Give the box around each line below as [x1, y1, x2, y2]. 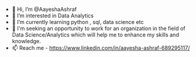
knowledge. [11, 38, 41, 44]
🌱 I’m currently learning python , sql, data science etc [11, 19, 144, 25]
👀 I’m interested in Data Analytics [11, 12, 94, 19]
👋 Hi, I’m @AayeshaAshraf [11, 6, 77, 13]
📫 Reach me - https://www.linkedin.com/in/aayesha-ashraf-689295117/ [11, 44, 190, 51]
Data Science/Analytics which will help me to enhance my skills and [11, 31, 179, 38]
